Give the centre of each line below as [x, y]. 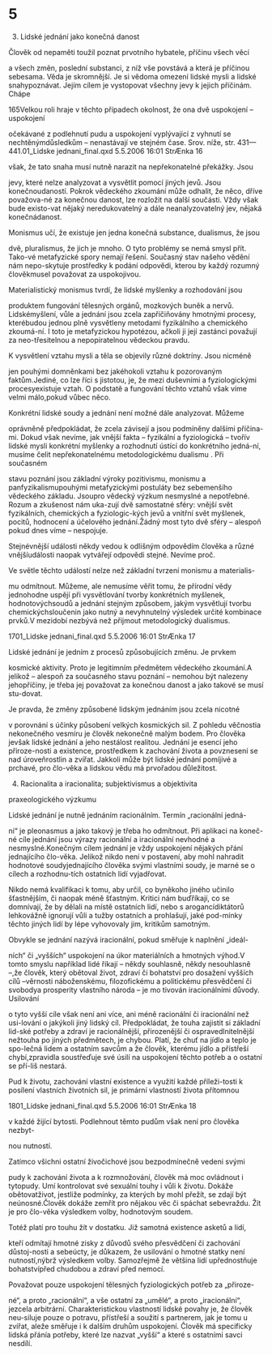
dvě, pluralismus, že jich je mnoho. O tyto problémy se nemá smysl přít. [127, 248]
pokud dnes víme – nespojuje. [58, 530]
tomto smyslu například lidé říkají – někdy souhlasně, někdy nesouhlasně [130, 964]
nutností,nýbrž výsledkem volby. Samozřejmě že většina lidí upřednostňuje [133, 1260]
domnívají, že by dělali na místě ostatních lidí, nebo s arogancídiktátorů [126, 906]
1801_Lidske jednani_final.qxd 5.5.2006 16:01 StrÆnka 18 [102, 1105]
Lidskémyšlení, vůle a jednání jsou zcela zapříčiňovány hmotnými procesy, [132, 314]
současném [28, 463]
